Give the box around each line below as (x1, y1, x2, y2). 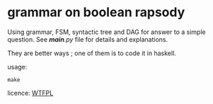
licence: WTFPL (7, 88, 54, 97)
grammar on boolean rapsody (7, 4, 185, 21)
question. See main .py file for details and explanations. (7, 35, 168, 43)
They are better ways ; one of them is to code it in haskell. (7, 49, 177, 57)
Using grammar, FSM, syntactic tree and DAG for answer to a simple (7, 28, 207, 36)
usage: (7, 62, 28, 71)
